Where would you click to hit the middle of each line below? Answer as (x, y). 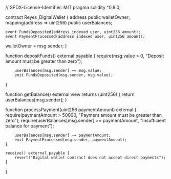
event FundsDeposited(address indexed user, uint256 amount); (73, 32)
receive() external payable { (38, 153)
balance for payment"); (30, 126)
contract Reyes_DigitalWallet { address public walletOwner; (68, 17)
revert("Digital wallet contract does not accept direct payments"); (90, 158)
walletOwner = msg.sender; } (36, 46)
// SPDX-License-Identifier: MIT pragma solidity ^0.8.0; (63, 7)
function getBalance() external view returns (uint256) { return (70, 94)
